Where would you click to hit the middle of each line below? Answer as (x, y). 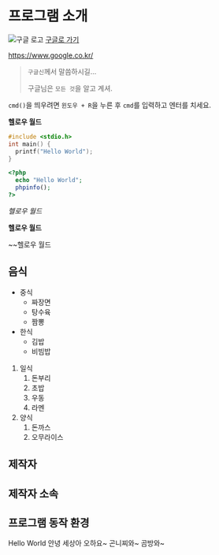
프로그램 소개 (48, 16)
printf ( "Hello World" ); (54, 151)
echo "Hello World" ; (49, 181)
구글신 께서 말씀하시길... (62, 71)
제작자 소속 (33, 494)
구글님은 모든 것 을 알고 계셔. (70, 88)
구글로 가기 (62, 39)
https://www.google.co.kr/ (51, 55)
